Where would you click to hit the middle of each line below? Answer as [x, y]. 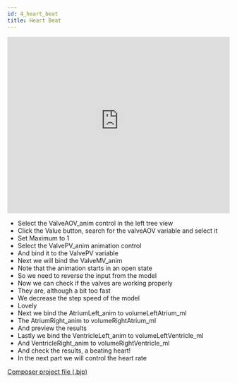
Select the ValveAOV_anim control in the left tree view [95, 223]
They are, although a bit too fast [64, 291]
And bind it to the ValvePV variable [68, 253]
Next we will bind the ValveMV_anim [70, 260]
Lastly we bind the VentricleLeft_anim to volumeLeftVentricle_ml [110, 335]
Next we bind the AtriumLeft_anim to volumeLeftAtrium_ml [102, 313]
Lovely [27, 305]
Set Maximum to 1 [43, 238]
